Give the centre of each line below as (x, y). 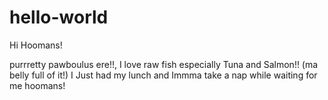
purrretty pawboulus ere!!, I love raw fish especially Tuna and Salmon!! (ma (164, 64)
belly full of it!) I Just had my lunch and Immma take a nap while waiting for (163, 75)
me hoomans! (37, 85)
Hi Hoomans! (36, 45)
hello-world (59, 17)
